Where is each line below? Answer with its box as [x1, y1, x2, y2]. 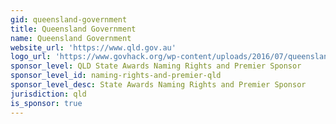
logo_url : [10, 52, 52, 62]
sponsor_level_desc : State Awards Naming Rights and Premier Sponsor [10, 80, 307, 90]
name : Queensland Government [10, 33, 132, 43]
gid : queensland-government [10, 14, 128, 25]
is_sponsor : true [10, 98, 83, 108]
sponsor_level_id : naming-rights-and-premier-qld [10, 71, 222, 81]
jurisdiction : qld [10, 89, 87, 99]
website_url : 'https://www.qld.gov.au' [10, 42, 177, 53]
